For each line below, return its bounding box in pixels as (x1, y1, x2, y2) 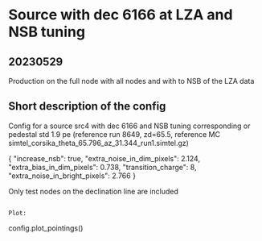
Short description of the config (8, 99, 166, 114)
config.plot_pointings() (8, 223, 84, 233)
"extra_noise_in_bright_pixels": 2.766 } (8, 171, 137, 181)
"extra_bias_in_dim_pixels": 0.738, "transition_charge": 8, (8, 162, 197, 172)
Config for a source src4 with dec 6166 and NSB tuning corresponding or (8, 121, 251, 131)
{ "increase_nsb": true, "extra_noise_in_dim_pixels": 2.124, (8, 153, 201, 163)
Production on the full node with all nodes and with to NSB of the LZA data (8, 77, 255, 85)
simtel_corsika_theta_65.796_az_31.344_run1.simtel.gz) (8, 138, 189, 148)
